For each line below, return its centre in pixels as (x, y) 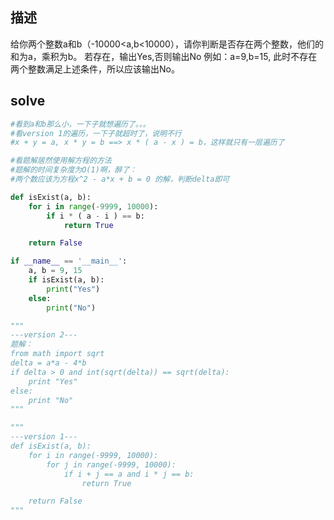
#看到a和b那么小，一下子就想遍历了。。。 (80, 124)
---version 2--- (44, 335)
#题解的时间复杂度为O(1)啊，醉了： (74, 170)
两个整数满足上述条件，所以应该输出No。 (95, 69)
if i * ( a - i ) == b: (95, 216)
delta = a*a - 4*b (48, 363)
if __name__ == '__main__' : (69, 261)
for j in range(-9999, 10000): (111, 464)
